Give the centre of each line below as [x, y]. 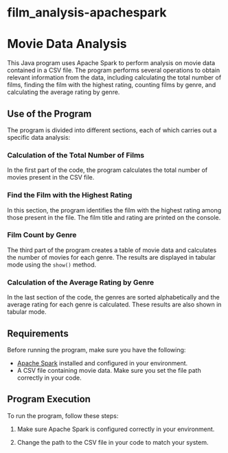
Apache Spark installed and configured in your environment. [102, 363]
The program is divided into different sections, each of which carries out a [112, 130]
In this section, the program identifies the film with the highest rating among [114, 210]
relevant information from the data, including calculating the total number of [114, 77]
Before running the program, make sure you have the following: [96, 350]
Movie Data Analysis [67, 44]
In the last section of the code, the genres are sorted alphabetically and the [113, 297]
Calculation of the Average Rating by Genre [81, 282]
